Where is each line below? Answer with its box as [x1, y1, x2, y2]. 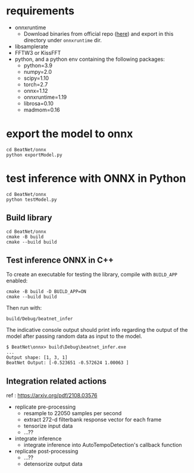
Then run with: [6, 304, 42, 312]
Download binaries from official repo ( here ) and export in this [23, 30, 174, 37]
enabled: [6, 277, 28, 284]
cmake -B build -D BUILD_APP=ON [6, 289, 86, 295]
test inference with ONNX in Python [6, 172, 186, 185]
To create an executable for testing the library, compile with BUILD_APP [6, 271, 177, 278]
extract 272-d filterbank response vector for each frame [23, 416, 162, 424]
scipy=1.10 [23, 74, 49, 82]
